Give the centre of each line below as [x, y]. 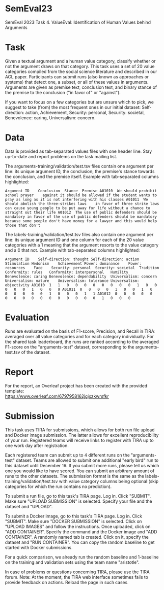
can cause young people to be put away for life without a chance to [78, 208]
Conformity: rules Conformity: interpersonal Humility [67, 272]
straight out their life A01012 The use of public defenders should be [81, 212]
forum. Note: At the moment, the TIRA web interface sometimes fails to [77, 577]
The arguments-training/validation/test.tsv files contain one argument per [79, 166]
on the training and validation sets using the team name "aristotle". [72, 562]
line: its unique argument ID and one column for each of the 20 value [74, 240]
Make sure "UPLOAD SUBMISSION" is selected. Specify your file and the [79, 501]
